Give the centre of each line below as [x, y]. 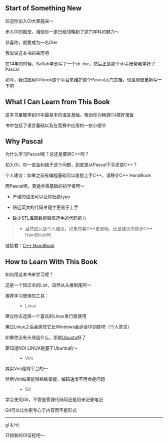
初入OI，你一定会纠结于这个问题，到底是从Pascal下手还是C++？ [71, 165]
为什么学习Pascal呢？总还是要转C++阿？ [47, 154]
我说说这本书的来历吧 [27, 53]
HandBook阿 [38, 235]
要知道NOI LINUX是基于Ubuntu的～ [41, 348]
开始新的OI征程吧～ [25, 435]
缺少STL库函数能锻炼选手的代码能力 [49, 218]
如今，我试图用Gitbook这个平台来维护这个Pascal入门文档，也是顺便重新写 [81, 79]
